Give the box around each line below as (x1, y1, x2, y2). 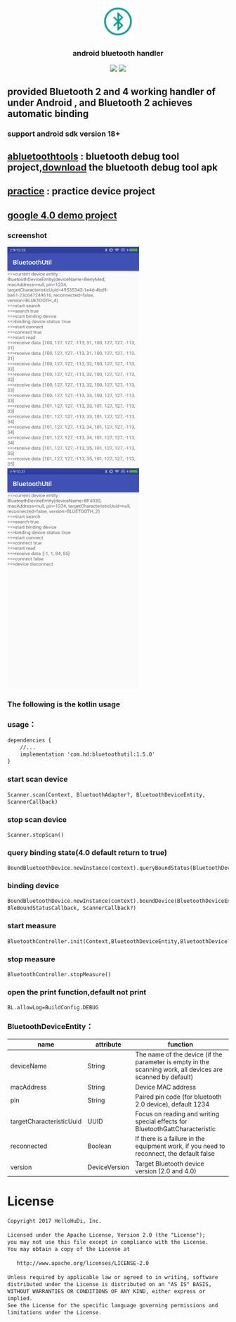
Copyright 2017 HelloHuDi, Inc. (7, 1218, 102, 1225)
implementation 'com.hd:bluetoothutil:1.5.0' (20, 751, 156, 759)
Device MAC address (135, 1083, 197, 1091)
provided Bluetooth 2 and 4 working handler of (7, 85, 216, 97)
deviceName (10, 1061, 47, 1070)
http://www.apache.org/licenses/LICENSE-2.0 (16, 1260, 150, 1267)
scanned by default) (135, 1073, 194, 1081)
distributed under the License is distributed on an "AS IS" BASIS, (7, 1281, 212, 1288)
